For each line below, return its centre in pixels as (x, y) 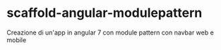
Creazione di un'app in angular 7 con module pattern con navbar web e (110, 32)
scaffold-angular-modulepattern (104, 13)
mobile (17, 39)
